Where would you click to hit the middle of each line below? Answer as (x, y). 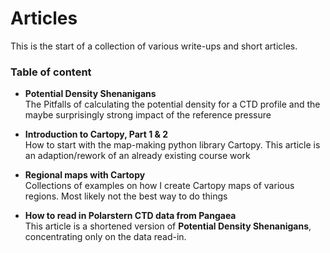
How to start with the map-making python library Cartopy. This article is (172, 145)
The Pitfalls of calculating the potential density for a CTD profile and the (172, 104)
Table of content (51, 72)
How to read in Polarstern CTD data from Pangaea (130, 216)
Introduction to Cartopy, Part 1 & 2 (96, 134)
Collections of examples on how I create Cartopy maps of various (159, 186)
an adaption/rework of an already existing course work (137, 156)
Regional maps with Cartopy (85, 175)
